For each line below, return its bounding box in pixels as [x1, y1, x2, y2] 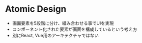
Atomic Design [5, 3, 66, 15]
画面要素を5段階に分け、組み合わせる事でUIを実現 [12, 20, 114, 26]
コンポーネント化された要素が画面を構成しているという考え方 [12, 26, 138, 32]
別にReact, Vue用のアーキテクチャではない [12, 32, 99, 38]
